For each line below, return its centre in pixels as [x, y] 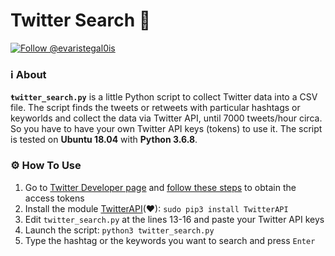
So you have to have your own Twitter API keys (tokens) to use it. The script [166, 129]
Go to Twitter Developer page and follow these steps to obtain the [160, 187]
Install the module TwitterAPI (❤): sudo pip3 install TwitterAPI [156, 208]
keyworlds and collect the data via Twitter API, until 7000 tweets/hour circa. [166, 118]
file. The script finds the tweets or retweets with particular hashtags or [155, 108]
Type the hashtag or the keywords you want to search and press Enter [170, 240]
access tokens [54, 198]
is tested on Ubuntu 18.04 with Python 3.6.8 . [104, 140]
